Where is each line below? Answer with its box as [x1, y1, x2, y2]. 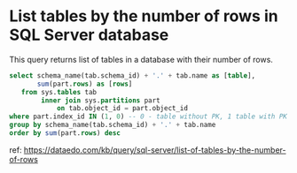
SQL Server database [9, 25, 169, 45]
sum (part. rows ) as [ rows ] [36, 79, 133, 88]
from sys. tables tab [20, 87, 98, 96]
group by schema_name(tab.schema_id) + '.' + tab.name [9, 121, 216, 130]
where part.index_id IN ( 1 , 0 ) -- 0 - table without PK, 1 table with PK [9, 112, 288, 121]
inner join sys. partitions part [41, 95, 161, 105]
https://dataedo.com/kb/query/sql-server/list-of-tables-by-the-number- [23, 144, 286, 155]
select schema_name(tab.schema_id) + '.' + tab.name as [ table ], [9, 71, 255, 80]
